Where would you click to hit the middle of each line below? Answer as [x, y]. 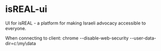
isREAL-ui [26, 9]
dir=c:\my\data [21, 43]
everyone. [16, 28]
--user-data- [143, 38]
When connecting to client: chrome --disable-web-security [67, 38]
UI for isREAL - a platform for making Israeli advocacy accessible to [75, 23]
